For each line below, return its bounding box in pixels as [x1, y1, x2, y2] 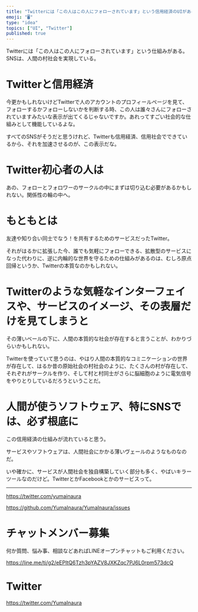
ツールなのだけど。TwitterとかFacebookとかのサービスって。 [6, 475, 155, 482]
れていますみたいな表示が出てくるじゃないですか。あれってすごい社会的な [6, 113, 186, 120]
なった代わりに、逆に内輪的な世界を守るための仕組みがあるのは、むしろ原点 [6, 254, 192, 261]
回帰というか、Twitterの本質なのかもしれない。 [6, 262, 121, 269]
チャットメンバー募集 [6, 526, 110, 540]
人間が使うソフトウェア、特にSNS [6, 400, 171, 414]
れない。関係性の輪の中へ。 [6, 191, 74, 198]
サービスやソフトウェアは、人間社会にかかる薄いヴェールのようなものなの [6, 448, 187, 455]
